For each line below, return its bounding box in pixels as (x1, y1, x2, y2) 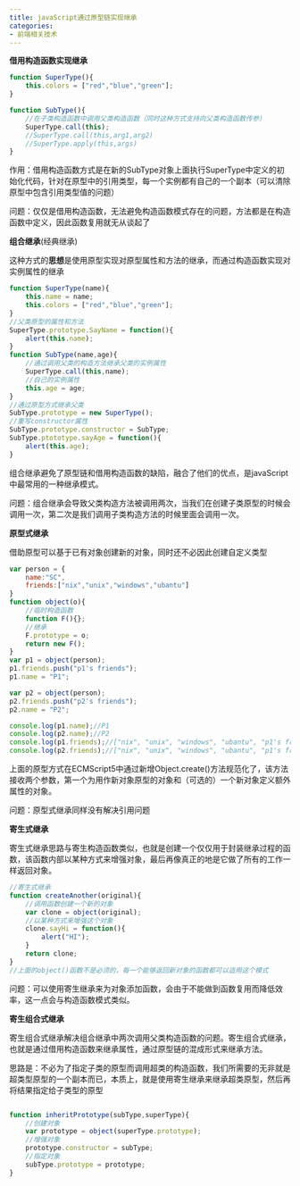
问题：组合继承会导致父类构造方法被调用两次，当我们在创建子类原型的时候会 (9, 497, 291, 508)
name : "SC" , (25, 572, 66, 581)
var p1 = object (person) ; (9, 656, 105, 665)
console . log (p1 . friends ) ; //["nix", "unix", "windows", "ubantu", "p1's (9, 738, 281, 747)
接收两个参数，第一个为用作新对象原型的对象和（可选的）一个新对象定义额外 (9, 774, 291, 785)
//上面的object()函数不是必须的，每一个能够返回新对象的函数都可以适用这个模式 (9, 965, 269, 974)
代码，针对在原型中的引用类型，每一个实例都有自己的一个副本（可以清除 (24, 176, 291, 187)
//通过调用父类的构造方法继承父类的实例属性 (25, 359, 167, 368)
